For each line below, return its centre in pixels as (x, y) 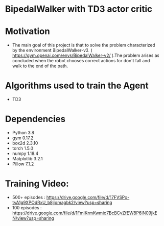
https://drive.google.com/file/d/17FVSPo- (88, 197)
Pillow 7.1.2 (23, 164)
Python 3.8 (23, 133)
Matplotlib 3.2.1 (27, 159)
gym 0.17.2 (23, 138)
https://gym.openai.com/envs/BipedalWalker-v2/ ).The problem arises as (86, 55)
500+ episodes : (29, 197)
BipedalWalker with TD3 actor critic (79, 9)
